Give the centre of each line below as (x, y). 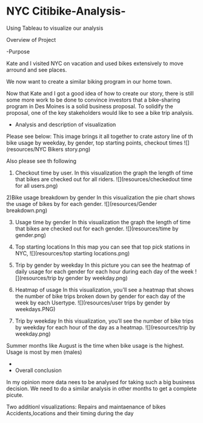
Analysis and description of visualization (65, 124)
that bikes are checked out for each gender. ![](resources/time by (97, 229)
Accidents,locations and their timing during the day (70, 413)
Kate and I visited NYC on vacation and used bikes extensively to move (95, 63)
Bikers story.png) (69, 149)
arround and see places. (37, 70)
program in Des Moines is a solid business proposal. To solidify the (90, 106)
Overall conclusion (38, 370)
